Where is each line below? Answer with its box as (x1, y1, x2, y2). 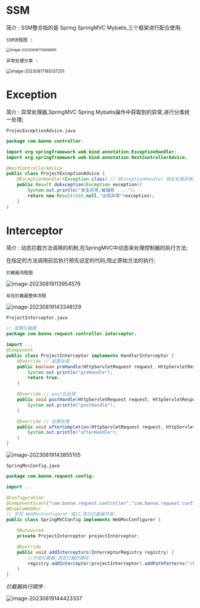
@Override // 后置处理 (17, 418, 70, 424)
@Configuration (6, 494, 44, 500)
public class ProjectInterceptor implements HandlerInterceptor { (6, 352, 174, 359)
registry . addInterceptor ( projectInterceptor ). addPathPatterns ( (27, 560, 187, 566)
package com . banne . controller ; (6, 138, 84, 144)
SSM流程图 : (6, 37, 33, 43)
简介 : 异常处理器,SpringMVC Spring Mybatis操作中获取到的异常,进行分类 (6, 108, 185, 115)
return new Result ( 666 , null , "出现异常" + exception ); (27, 193, 155, 199)
